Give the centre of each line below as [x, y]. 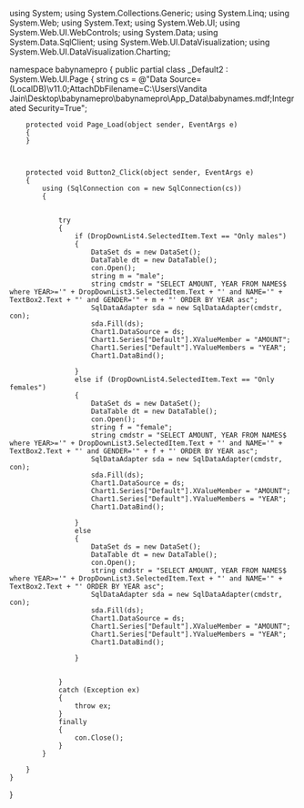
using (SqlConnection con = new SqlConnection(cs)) [142, 188]
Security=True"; [58, 108]
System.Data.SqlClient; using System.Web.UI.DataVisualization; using [140, 42]
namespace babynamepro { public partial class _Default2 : [119, 69]
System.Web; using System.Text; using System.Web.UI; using [125, 23]
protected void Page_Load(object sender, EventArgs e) [132, 125]
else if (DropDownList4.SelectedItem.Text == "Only [174, 379]
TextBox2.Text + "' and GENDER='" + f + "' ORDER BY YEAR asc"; [134, 451]
